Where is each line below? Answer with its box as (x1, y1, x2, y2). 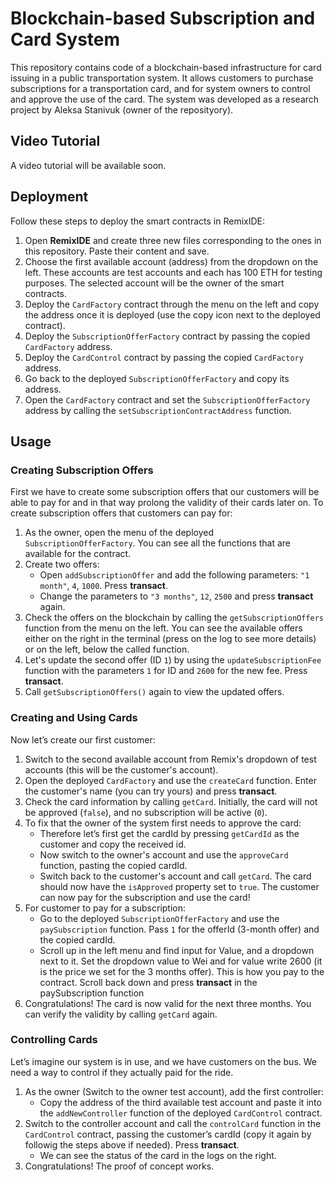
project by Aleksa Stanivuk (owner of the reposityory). (10, 103, 234, 116)
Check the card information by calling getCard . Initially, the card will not (24, 795, 318, 807)
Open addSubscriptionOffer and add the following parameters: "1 (39, 569, 310, 581)
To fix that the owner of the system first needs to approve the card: (24, 817, 302, 829)
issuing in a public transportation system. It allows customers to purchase (10, 72, 314, 84)
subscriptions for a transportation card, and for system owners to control (10, 82, 311, 94)
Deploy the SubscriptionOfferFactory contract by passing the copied (24, 330, 311, 342)
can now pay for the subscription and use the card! (39, 891, 251, 903)
